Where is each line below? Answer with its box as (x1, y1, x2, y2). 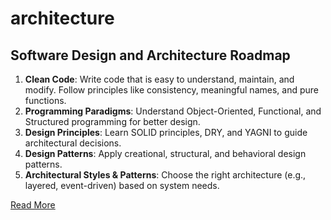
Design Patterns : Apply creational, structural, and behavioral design (24, 148, 307, 159)
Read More (10, 199, 56, 211)
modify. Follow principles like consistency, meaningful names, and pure (24, 84, 319, 96)
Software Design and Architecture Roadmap (10, 47, 291, 64)
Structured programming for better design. (24, 116, 201, 127)
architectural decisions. (24, 137, 122, 149)
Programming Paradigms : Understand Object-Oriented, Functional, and (24, 105, 322, 117)
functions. (24, 95, 67, 106)
